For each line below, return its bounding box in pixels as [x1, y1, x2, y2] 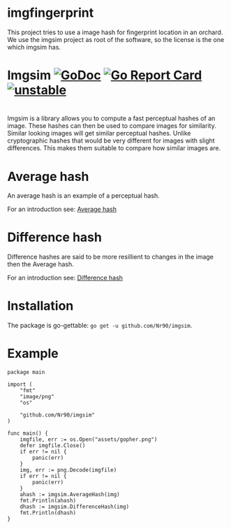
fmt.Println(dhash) [20, 509, 77, 516]
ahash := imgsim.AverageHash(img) [20, 491, 120, 498]
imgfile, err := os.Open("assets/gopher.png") [20, 436, 158, 443]
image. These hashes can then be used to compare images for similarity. [7, 122, 216, 130]
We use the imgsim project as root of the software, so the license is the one [7, 35, 225, 43]
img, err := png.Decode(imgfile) [20, 467, 117, 474]
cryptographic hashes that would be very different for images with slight [7, 136, 215, 145]
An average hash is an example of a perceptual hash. [7, 191, 161, 200]
